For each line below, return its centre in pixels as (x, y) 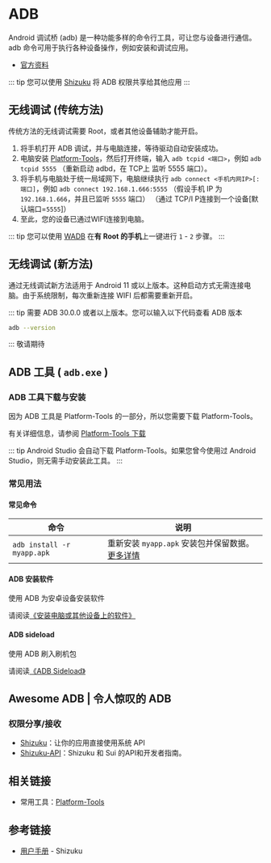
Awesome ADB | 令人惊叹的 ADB (90, 699)
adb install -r (42, 545)
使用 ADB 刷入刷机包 (42, 654)
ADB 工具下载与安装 (47, 397)
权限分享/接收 (35, 723)
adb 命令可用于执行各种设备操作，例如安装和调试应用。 (100, 47)
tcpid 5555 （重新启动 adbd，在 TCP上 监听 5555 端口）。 (116, 168)
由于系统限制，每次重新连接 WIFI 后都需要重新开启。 (110, 295)
